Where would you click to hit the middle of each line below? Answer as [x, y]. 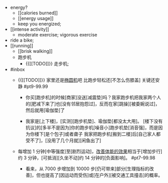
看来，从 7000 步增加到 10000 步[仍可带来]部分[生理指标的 [87, 169]
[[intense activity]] [30, 29]
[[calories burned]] [38, 13]
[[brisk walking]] [35, 51]
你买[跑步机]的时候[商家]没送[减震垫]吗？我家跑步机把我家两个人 [93, 97]
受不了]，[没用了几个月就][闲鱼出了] [63, 140]
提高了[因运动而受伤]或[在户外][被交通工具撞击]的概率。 [104, 175]
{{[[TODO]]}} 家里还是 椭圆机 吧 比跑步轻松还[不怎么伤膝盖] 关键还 [87, 80]
